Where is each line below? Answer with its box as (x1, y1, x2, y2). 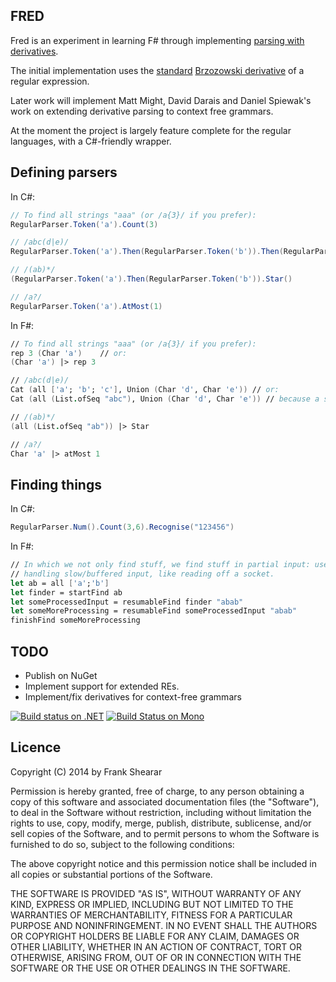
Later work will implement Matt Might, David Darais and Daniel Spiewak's (10, 94, 312, 106)
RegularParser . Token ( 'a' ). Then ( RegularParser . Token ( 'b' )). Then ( (10, 247, 284, 257)
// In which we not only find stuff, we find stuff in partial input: (10, 560, 311, 570)
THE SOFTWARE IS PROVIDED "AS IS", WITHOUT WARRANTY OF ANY (10, 887, 302, 899)
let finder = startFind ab (10, 587, 123, 598)
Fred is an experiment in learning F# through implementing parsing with (10, 34, 305, 46)
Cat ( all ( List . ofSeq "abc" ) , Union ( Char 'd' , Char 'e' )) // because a (10, 394, 320, 404)
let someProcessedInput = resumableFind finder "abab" (10, 597, 244, 607)
